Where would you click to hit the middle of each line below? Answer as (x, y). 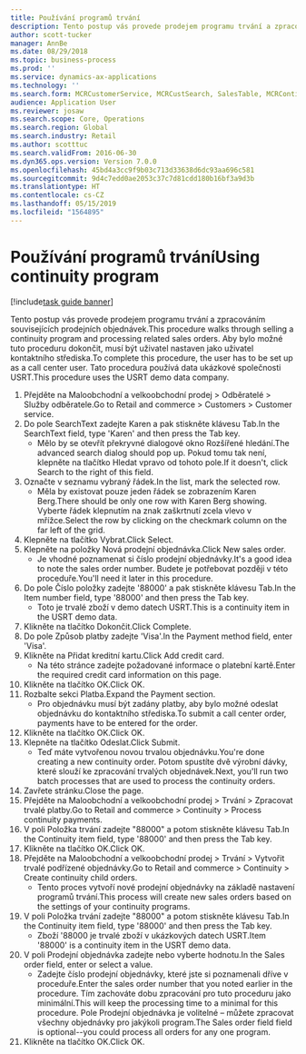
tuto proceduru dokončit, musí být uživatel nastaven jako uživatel (132, 348)
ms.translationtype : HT (55, 187)
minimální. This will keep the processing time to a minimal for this (158, 1003)
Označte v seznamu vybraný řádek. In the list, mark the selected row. (152, 482)
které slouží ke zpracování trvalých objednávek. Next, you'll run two (163, 771)
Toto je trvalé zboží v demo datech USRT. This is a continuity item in (163, 607)
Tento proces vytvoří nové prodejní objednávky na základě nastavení (166, 887)
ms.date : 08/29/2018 (49, 52)
